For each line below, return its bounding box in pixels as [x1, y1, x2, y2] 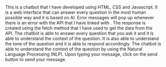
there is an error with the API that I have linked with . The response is [5, 20, 146, 26]
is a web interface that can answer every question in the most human [5, 9, 146, 15]
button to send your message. [5, 57, 66, 62]
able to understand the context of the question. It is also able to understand [5, 35, 159, 41]
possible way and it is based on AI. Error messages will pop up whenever [5, 15, 155, 20]
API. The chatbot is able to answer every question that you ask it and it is [5, 31, 154, 36]
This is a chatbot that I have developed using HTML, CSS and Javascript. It [5, 4, 158, 10]
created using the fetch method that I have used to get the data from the [5, 25, 153, 31]
